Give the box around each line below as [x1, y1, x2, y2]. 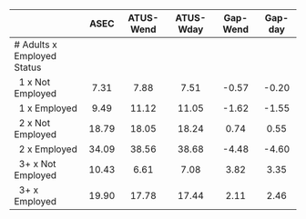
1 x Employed [18, 102, 77, 114]
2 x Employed [18, 143, 77, 155]
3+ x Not [18, 158, 56, 170]
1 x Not [18, 76, 51, 88]
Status [14, 61, 42, 74]
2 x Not [18, 117, 51, 129]
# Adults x [14, 38, 57, 51]
